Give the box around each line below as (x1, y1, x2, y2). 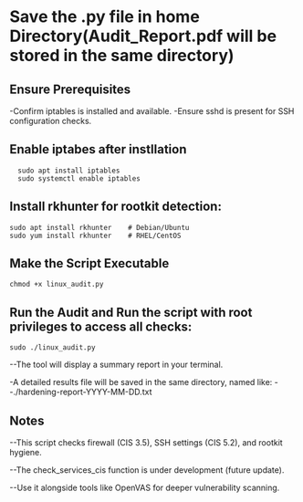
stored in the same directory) (9, 46, 235, 66)
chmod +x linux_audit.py (9, 280, 104, 289)
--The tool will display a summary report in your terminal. (9, 359, 224, 371)
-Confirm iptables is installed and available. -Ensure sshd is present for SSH (9, 106, 295, 116)
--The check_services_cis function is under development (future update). (9, 465, 285, 476)
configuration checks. (9, 116, 92, 126)
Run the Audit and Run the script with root (9, 304, 253, 320)
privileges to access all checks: (9, 319, 193, 334)
